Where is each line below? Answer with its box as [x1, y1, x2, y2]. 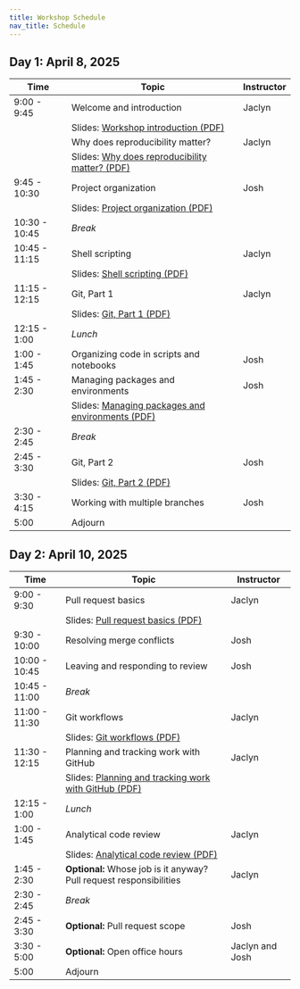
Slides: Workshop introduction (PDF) [71, 121, 225, 134]
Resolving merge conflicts [65, 635, 175, 647]
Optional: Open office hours [65, 945, 183, 958]
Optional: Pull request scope [65, 920, 186, 933]
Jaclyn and [230, 940, 278, 952]
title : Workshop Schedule [9, 12, 105, 22]
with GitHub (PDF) [65, 783, 142, 795]
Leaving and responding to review [65, 660, 208, 672]
